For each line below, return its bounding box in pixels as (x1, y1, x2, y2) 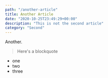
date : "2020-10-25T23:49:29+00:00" (5, 16, 78, 21)
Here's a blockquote (17, 49, 58, 54)
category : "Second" (5, 26, 45, 30)
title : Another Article (5, 12, 54, 17)
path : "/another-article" (5, 7, 58, 12)
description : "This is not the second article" (5, 21, 104, 26)
